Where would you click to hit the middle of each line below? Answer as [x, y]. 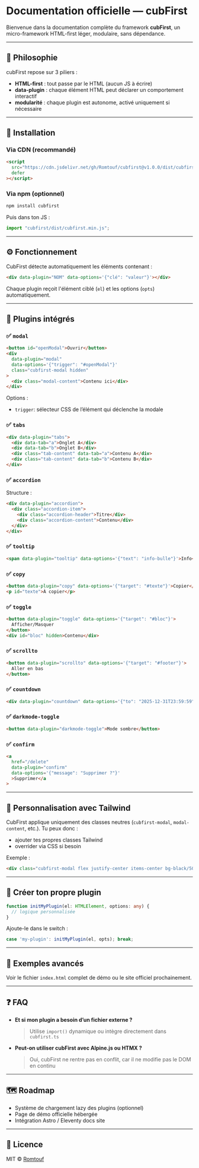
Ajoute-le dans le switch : [37, 929]
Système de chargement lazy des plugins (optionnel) [79, 1108]
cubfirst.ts [44, 1037]
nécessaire [28, 108]
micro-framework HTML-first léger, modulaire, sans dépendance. [86, 33]
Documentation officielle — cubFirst [97, 11]
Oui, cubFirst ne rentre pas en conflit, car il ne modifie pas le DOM [110, 1059]
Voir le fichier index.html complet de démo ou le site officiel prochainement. [99, 978]
